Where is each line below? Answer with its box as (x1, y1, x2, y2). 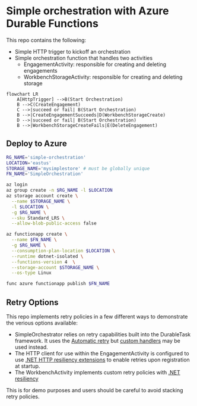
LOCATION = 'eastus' (6, 160, 52, 166)
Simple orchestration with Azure (6, 4, 169, 18)
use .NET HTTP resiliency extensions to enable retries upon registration (14, 356, 190, 363)
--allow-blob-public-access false (11, 220, 97, 227)
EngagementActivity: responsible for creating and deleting (23, 61, 167, 68)
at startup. (14, 362, 40, 370)
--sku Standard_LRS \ (11, 215, 65, 221)
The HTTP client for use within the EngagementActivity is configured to (14, 349, 189, 357)
